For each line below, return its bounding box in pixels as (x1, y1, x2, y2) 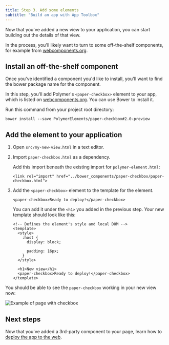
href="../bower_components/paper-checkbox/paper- (56, 174, 165, 179)
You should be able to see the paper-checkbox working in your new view (5, 284, 157, 291)
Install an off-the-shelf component (5, 62, 118, 71)
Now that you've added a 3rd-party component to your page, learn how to (5, 328, 162, 334)
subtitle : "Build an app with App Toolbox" (5, 12, 100, 17)
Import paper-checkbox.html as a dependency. (12, 154, 111, 160)
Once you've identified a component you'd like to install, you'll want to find (5, 75, 163, 82)
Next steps (5, 315, 41, 323)
